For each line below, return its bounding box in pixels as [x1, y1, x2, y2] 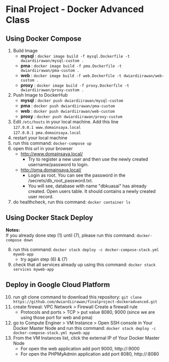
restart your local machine [13, 135, 67, 140]
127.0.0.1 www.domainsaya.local [13, 125, 81, 130]
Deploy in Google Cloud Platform [6, 280, 110, 289]
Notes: [6, 227, 21, 233]
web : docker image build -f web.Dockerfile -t [20, 73, 122, 79]
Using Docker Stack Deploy [6, 213, 94, 222]
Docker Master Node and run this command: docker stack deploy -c [13, 325, 156, 331]
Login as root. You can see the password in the [28, 172, 126, 178]
